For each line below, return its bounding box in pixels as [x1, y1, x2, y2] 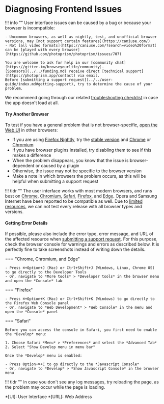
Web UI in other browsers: [5, 127, 58, 133]
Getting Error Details [5, 220, 48, 226]
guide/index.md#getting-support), [5, 81, 76, 86]
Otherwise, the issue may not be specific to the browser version [12, 168, 142, 174]
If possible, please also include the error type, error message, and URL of [5, 231, 154, 237]
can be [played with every [5, 47, 60, 52]
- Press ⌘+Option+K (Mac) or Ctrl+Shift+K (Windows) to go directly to [5, 296, 155, 301]
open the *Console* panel [5, 309, 58, 315]
